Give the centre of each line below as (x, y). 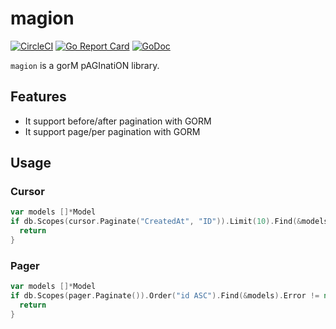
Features (38, 97)
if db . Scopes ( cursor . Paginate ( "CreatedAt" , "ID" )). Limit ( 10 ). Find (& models (169, 222)
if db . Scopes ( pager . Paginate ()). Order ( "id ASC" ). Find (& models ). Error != (165, 296)
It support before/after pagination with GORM (118, 121)
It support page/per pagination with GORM (112, 131)
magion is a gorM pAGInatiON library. (85, 65)
